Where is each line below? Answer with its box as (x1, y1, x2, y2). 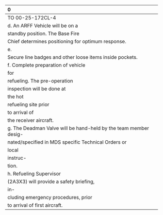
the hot (7, 93, 24, 100)
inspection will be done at (7, 85, 66, 92)
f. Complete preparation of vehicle (7, 62, 86, 68)
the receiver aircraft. (7, 117, 54, 123)
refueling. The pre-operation (7, 78, 73, 84)
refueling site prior (7, 101, 49, 108)
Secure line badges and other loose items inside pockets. (7, 54, 138, 60)
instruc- (7, 155, 27, 161)
